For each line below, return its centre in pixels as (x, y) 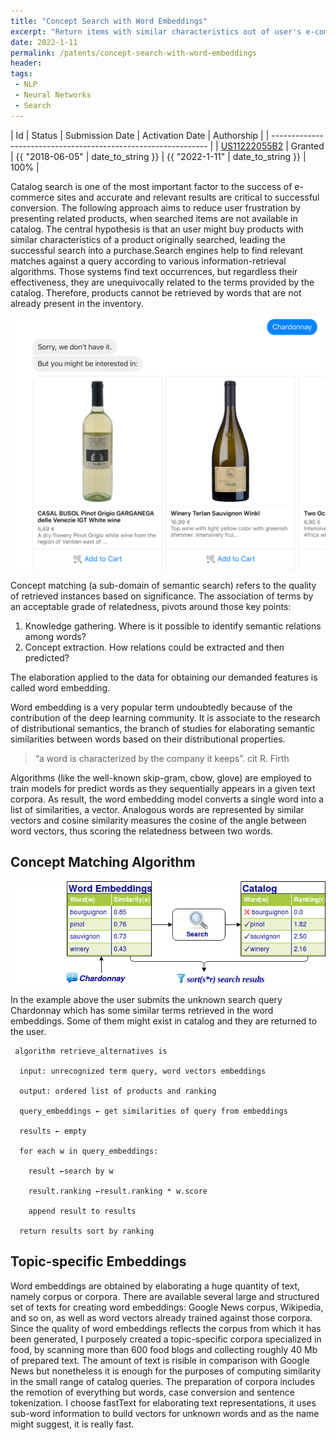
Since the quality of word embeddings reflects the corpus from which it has (166, 1328)
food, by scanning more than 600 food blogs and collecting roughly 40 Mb (164, 1349)
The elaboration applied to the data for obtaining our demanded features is (164, 677)
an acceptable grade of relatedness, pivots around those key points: (151, 606)
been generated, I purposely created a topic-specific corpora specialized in (166, 1339)
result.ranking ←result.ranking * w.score (118, 1191)
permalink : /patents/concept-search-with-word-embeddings (133, 53)
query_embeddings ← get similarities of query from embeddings (153, 1111)
